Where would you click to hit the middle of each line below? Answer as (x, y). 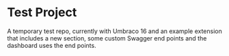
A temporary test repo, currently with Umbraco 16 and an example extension (114, 31)
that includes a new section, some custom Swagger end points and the (107, 38)
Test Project (42, 12)
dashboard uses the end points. (52, 45)
